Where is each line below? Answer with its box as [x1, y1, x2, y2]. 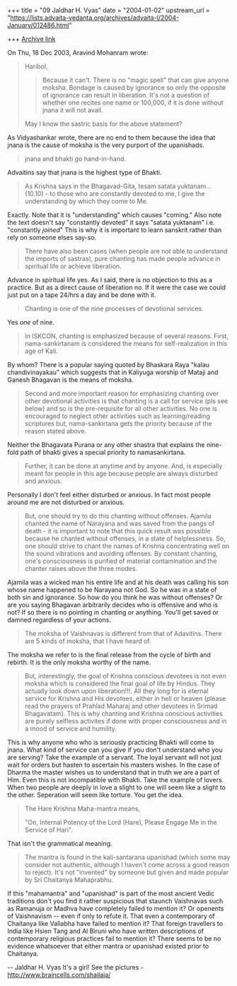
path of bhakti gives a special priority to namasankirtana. [20, 448, 186, 456]
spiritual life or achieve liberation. [24, 262, 122, 270]
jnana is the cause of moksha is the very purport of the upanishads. [7, 141, 204, 149]
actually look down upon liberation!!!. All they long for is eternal [24, 687, 209, 695]
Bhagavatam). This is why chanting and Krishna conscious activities [24, 709, 223, 717]
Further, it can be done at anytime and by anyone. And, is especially [24, 462, 223, 470]
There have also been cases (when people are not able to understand [24, 247, 228, 255]
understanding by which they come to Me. [24, 197, 149, 205]
